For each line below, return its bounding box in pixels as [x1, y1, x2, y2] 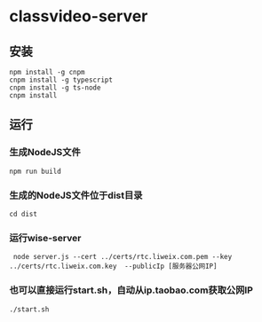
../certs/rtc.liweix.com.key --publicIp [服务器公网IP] [9, 262, 218, 271]
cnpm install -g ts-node [9, 83, 101, 92]
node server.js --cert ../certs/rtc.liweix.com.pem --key [12, 253, 233, 262]
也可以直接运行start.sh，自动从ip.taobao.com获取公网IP [9, 284, 253, 296]
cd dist [9, 209, 38, 218]
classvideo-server [9, 6, 148, 27]
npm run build [9, 167, 62, 176]
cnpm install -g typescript [9, 75, 114, 84]
